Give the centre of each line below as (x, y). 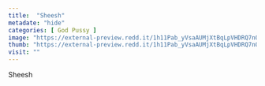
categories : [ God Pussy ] (52, 30)
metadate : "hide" (37, 23)
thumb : (19, 45)
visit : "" (24, 52)
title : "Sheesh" (37, 15)
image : (19, 37)
